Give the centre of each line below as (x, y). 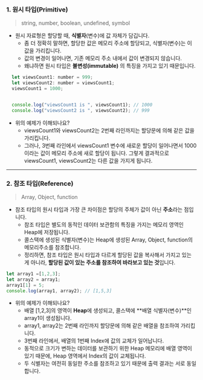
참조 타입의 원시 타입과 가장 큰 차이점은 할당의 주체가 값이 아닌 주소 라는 (99, 209)
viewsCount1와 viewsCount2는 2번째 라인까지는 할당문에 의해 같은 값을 (109, 130)
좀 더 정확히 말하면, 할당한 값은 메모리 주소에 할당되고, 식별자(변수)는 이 (108, 43)
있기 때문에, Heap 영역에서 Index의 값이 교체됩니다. (85, 356)
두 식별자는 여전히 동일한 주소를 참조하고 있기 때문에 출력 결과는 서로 (105, 364)
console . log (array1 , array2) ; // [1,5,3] (59, 291)
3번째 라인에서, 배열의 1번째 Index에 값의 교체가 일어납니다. (94, 341)
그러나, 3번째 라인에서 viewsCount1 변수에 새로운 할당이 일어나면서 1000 (110, 145)
